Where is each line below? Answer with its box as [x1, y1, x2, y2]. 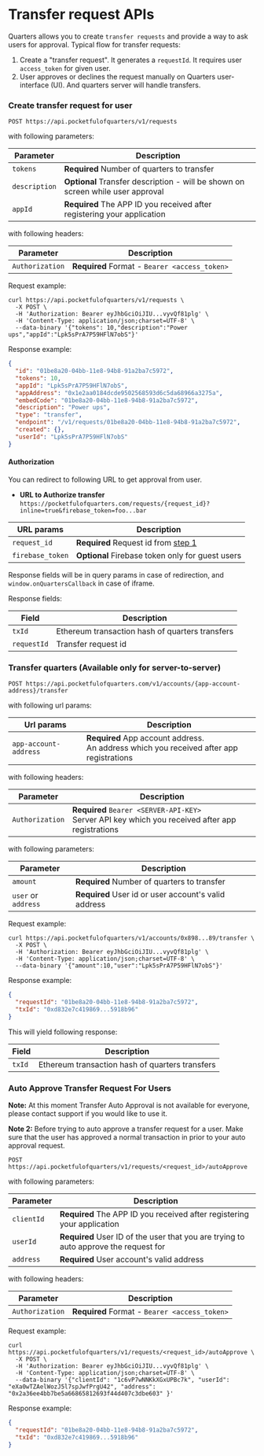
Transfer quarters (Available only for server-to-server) [8, 662, 222, 673]
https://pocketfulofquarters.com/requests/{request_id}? [19, 500, 211, 508]
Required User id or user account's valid [75, 889, 225, 900]
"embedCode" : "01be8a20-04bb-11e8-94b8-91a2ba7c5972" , [15, 396, 199, 405]
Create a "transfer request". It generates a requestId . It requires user [19, 55, 242, 65]
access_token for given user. [19, 63, 112, 72]
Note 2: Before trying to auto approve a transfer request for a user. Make [8, 1124, 244, 1134]
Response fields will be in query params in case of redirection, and [8, 570, 224, 579]
